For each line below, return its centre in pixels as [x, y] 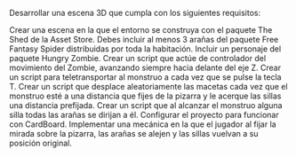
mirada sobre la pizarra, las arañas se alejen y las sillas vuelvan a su [134, 133]
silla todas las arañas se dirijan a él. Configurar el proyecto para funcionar [144, 115]
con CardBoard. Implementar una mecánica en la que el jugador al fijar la [143, 124]
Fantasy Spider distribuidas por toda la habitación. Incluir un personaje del [145, 49]
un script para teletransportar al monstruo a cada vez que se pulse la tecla [145, 77]
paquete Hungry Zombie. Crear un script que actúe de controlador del [138, 58]
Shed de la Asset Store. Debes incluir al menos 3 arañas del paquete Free [144, 39]
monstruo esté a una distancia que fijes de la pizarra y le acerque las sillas [145, 96]
